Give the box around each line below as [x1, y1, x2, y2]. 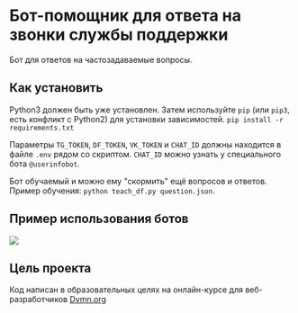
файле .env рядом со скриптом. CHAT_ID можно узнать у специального [9, 148, 282, 159]
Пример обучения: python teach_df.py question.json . [9, 185, 215, 196]
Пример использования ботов [9, 211, 189, 227]
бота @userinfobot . [9, 158, 80, 169]
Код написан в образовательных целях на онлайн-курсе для [9, 284, 243, 295]
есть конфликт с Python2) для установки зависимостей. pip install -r [9, 113, 284, 124]
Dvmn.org [69, 294, 106, 305]
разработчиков [9, 294, 68, 305]
